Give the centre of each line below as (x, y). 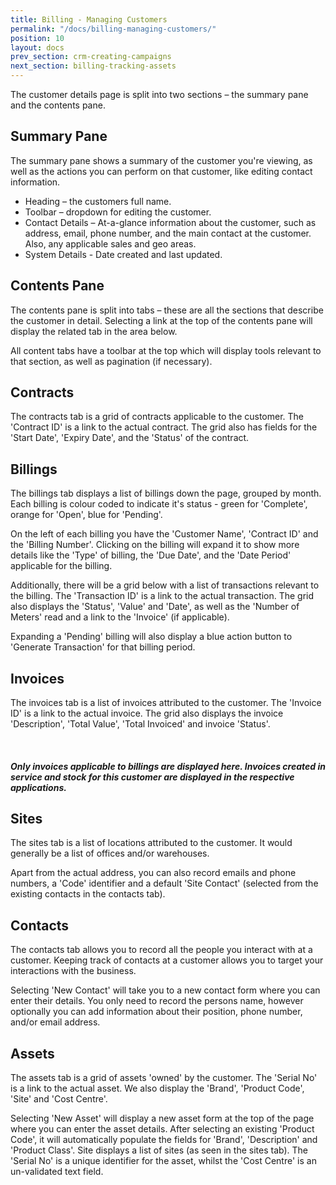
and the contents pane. (58, 105)
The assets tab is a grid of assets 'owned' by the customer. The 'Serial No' (164, 1078)
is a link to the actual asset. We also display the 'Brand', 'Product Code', (157, 1088)
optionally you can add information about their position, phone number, (156, 1012)
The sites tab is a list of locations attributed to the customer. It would (151, 843)
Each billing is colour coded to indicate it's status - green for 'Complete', (159, 504)
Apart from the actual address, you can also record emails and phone (153, 873)
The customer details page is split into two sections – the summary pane (159, 94)
